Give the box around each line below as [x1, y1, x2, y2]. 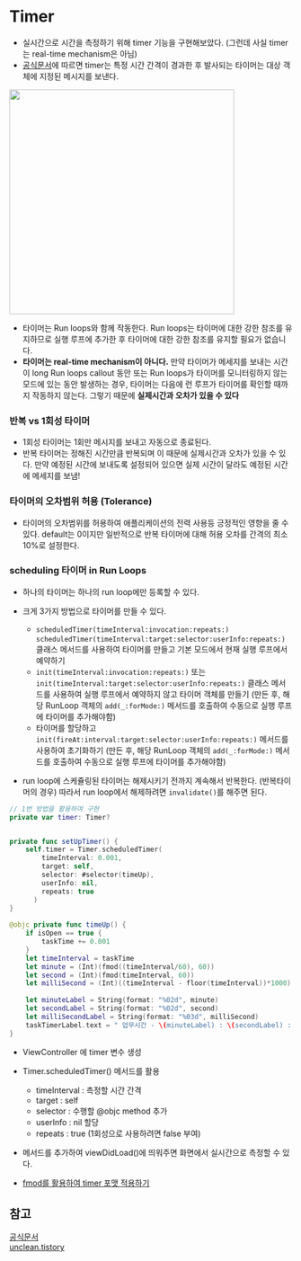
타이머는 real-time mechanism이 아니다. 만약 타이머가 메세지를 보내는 [22, 356, 272, 367]
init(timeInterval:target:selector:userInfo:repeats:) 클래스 [35, 677, 270, 688]
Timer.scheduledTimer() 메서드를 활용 [22, 1065, 160, 1076]
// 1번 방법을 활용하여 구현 [9, 804, 100, 813]
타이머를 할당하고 [35, 722, 97, 733]
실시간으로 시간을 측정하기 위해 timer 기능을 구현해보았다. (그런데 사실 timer [22, 37, 289, 48]
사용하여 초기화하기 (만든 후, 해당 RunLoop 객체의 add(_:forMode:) [35, 744, 274, 756]
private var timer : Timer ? [9, 813, 111, 821]
